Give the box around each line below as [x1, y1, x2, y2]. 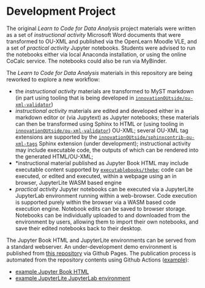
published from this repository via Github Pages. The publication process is [6, 249, 196, 257]
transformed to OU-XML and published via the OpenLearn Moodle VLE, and [6, 37, 197, 45]
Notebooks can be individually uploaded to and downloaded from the [15, 211, 190, 219]
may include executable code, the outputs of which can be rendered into [15, 146, 199, 154]
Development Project [6, 4, 116, 18]
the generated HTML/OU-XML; [15, 152, 94, 160]
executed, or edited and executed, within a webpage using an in [15, 172, 177, 179]
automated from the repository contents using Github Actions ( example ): [6, 256, 190, 263]
